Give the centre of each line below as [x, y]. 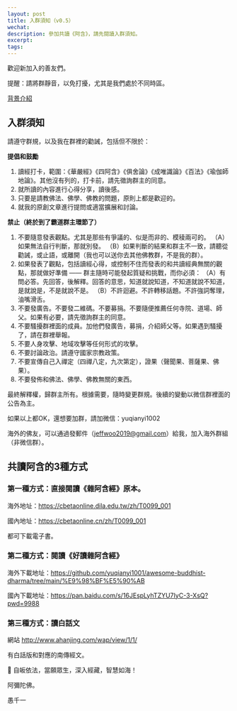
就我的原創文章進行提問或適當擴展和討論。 [80, 207]
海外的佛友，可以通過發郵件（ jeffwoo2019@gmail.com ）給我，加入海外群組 [118, 433]
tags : [15, 47]
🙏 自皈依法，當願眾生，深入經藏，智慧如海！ [73, 670]
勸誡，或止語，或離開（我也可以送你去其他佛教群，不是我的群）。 [112, 255]
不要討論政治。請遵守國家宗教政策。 [70, 352]
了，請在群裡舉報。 [46, 335]
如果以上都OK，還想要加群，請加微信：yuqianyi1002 [84, 418]
